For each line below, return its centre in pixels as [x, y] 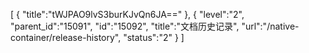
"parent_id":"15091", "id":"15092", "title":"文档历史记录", [125, 26]
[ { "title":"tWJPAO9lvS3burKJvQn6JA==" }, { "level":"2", [127, 14]
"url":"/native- [270, 26]
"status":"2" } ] [154, 37]
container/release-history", [66, 37]
